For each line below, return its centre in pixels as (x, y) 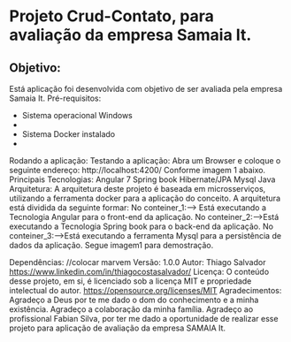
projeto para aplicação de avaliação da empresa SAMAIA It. (118, 328)
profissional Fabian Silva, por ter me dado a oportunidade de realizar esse (144, 319)
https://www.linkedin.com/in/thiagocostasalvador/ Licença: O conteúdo (139, 272)
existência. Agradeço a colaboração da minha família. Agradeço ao (131, 309)
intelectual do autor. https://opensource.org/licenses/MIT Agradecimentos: (145, 290)
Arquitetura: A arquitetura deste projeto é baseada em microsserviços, (138, 189)
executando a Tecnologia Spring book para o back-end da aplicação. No (142, 226)
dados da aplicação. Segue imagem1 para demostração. (111, 245)
